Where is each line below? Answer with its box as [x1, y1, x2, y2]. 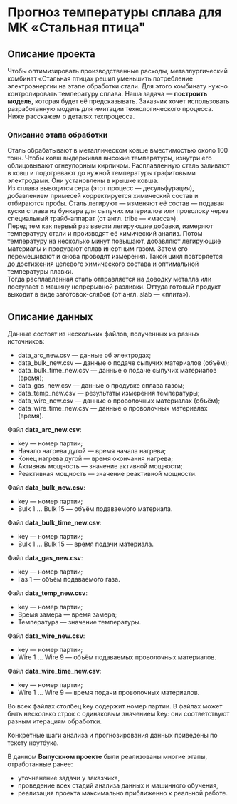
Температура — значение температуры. [17, 618, 142, 627]
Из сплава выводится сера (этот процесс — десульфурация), [7, 184, 194, 192]
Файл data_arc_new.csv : [7, 426, 82, 434]
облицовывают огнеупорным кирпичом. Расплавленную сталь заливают [7, 161, 230, 170]
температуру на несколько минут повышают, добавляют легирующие [7, 237, 221, 246]
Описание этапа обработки [7, 130, 108, 140]
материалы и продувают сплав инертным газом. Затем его [7, 244, 189, 253]
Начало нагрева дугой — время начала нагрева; [17, 447, 167, 455]
